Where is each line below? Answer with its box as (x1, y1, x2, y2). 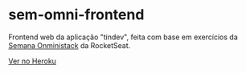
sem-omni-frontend (8, 6, 145, 24)
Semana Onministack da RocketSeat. (8, 40, 131, 50)
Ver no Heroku (8, 56, 56, 66)
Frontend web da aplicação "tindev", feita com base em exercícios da (8, 32, 239, 42)
